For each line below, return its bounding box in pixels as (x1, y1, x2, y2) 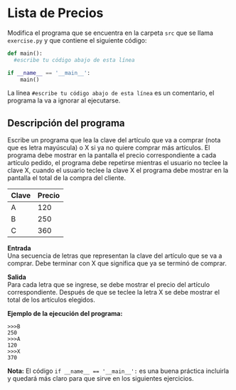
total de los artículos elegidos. (7, 295, 96, 304)
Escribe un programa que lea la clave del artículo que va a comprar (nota (7, 136, 221, 144)
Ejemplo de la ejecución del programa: (7, 310, 123, 318)
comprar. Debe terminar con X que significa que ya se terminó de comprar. (7, 259, 227, 268)
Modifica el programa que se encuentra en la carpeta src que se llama (7, 28, 213, 37)
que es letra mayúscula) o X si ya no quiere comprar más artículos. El (7, 144, 210, 152)
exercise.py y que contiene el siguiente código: (7, 36, 147, 44)
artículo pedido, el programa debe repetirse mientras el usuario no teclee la (7, 159, 228, 167)
